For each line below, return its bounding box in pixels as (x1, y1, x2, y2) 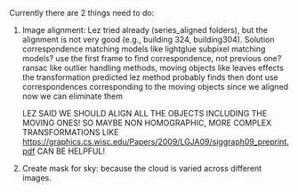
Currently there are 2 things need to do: (9, 8, 155, 18)
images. (21, 172, 52, 183)
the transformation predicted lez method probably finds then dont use (21, 72, 278, 83)
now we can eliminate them (21, 91, 123, 101)
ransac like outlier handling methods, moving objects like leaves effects (21, 62, 285, 73)
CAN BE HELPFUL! (36, 146, 105, 156)
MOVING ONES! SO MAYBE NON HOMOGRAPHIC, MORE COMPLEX (21, 117, 272, 128)
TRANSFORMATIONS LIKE (21, 127, 119, 137)
